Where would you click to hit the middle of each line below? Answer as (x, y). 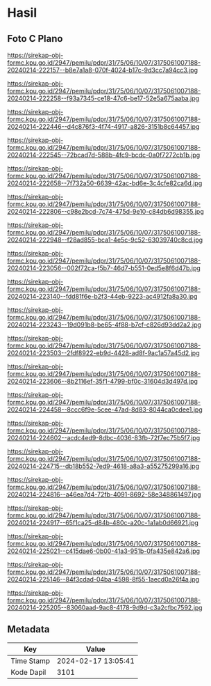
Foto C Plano (35, 39)
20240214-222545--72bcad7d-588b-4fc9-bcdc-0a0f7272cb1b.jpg (104, 155)
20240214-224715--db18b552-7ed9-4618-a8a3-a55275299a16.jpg (103, 466)
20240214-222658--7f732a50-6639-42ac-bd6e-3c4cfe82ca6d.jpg (105, 183)
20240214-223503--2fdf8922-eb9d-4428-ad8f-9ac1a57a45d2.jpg (103, 353)
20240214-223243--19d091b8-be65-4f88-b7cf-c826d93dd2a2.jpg (104, 325)
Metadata (28, 629)
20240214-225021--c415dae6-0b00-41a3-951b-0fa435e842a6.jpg (103, 551)
